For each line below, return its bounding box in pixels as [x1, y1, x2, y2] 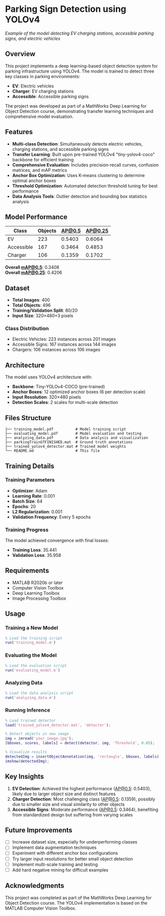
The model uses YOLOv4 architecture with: [5, 374, 92, 380]
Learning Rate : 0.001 [12, 493, 55, 499]
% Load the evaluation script [5, 663, 67, 668]
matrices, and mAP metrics [12, 167, 67, 173]
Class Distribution [5, 325, 49, 332]
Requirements [5, 566, 49, 575]
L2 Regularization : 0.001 [12, 509, 63, 514]
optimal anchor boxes [12, 178, 56, 183]
